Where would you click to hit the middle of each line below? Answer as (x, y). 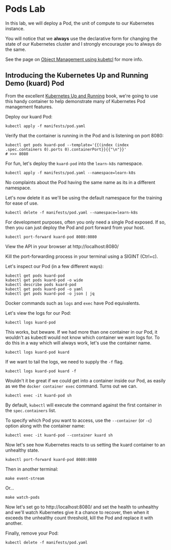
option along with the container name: (45, 425)
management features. (29, 107)
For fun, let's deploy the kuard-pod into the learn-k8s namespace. (74, 163)
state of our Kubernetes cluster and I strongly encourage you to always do (83, 44)
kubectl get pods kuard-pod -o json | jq (50, 293)
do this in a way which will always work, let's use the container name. (78, 343)
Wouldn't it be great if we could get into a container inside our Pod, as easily (86, 380)
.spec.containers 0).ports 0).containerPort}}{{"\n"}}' (66, 149)
